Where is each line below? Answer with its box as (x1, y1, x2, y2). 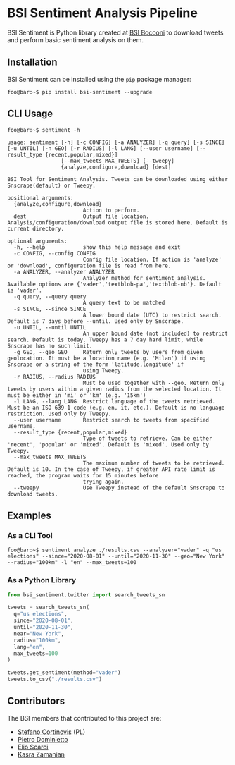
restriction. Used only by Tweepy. (7, 410, 112, 417)
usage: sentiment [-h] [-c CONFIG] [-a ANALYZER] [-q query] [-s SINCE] (7, 139, 225, 146)
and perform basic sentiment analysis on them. (7, 35, 144, 44)
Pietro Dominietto (17, 735, 68, 743)
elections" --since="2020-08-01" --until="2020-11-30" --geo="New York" (7, 553, 225, 560)
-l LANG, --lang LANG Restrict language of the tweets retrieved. (13, 398, 216, 405)
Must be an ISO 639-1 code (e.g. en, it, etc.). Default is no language (7, 404, 225, 411)
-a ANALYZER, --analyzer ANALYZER (13, 268, 115, 276)
